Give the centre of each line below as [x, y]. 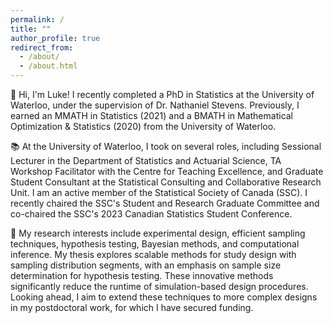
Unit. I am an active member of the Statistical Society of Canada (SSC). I [159, 192]
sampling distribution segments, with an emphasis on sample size [146, 265]
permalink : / [37, 19]
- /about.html [48, 66]
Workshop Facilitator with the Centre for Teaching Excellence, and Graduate [167, 171]
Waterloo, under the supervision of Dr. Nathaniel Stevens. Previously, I [155, 105]
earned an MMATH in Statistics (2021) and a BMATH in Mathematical [152, 115]
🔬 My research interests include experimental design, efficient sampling [158, 233]
